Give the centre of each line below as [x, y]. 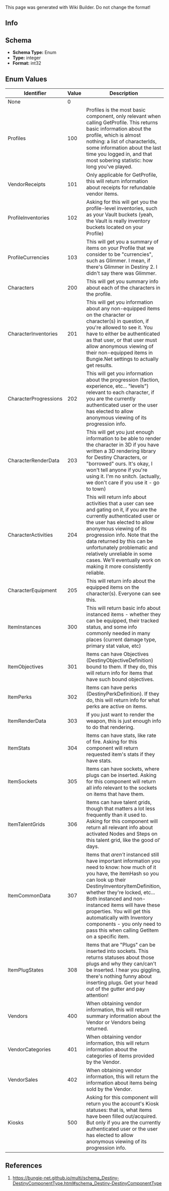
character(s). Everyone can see [123, 594]
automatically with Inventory [120, 918]
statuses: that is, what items [119, 1110]
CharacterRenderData [34, 461]
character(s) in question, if [118, 321]
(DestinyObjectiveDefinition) [120, 660]
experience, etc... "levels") [117, 386]
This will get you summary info [122, 281]
